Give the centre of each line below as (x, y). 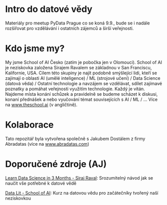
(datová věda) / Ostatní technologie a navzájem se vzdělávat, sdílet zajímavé (84, 83)
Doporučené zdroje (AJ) (56, 164)
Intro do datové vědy (49, 9)
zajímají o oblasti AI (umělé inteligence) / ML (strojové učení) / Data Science (83, 78)
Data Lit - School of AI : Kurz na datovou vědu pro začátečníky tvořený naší (82, 193)
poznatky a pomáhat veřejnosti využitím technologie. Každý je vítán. (75, 89)
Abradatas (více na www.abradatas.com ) (47, 144)
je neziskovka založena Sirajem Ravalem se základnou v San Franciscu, (79, 67)
